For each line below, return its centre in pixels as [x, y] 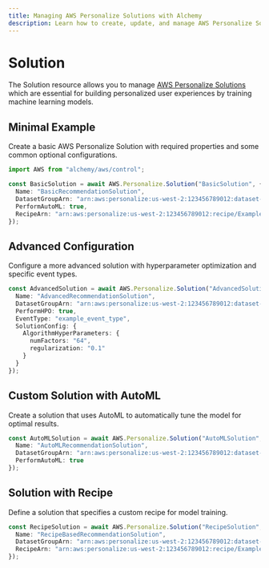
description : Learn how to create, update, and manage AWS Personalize [130, 23]
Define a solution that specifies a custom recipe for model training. [118, 512]
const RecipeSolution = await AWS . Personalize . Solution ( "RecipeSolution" [134, 527]
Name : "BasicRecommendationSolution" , [80, 191]
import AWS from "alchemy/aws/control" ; [77, 170]
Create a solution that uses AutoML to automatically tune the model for [125, 415]
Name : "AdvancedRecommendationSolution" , [86, 296]
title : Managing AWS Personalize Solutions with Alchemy [105, 16]
